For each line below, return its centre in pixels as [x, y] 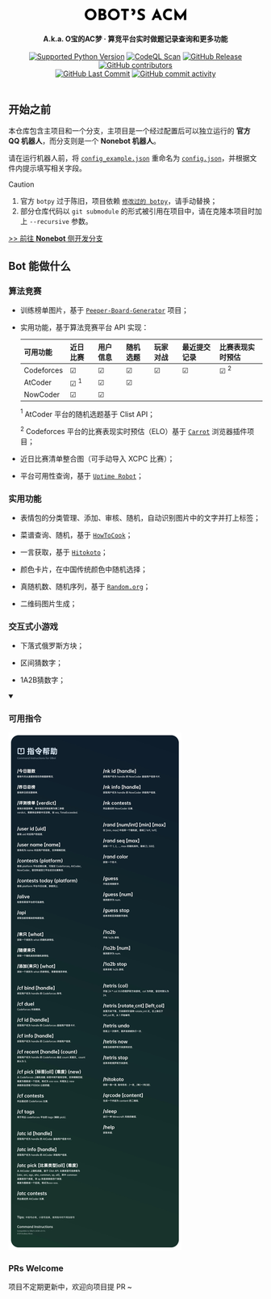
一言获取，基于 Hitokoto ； [64, 552]
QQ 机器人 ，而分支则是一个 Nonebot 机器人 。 [85, 141]
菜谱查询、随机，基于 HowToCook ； [76, 535]
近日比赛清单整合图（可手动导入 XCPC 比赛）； [97, 458]
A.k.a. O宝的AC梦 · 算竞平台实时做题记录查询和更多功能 [135, 39]
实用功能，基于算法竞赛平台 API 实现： [84, 327]
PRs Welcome [36, 1268]
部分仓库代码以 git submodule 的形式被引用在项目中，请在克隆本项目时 [138, 211]
